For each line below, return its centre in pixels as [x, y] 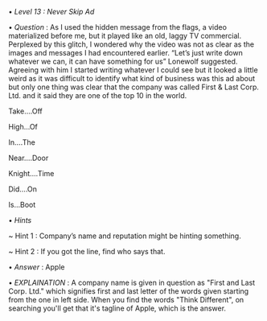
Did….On [23, 189]
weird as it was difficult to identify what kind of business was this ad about [132, 78]
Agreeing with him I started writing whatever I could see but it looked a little [133, 70]
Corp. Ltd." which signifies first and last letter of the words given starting [129, 291]
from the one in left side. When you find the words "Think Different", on [126, 300]
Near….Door [29, 158]
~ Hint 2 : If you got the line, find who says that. [87, 251]
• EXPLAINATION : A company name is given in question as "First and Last [132, 282]
